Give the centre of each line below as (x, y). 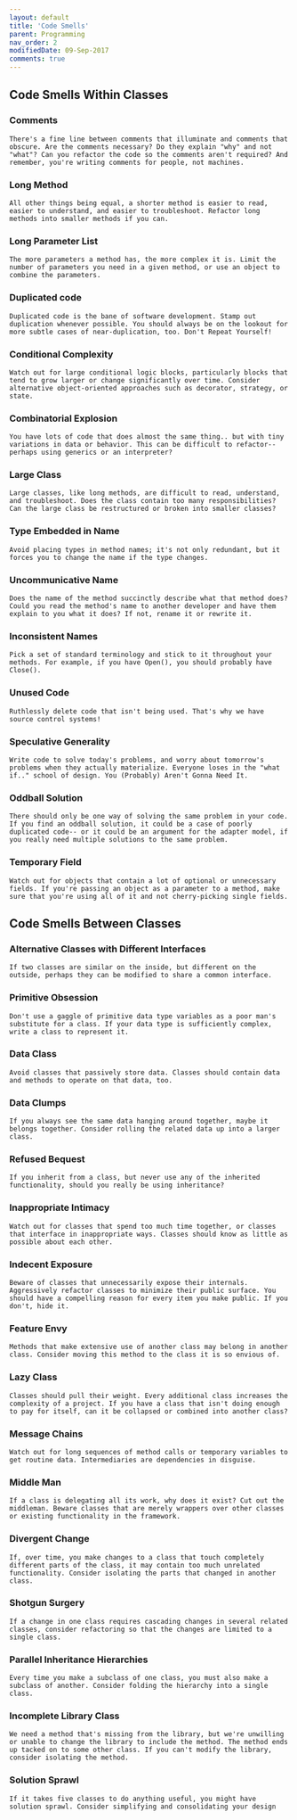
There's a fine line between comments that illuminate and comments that (149, 139)
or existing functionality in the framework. (95, 1517)
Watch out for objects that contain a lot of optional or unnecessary (143, 881)
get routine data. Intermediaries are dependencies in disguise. (132, 1460)
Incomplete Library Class (64, 1716)
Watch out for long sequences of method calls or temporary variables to (149, 1452)
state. (21, 396)
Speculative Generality (60, 741)
